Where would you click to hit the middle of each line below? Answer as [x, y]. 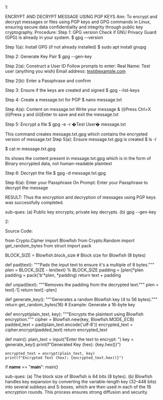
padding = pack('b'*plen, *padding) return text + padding [63, 275]
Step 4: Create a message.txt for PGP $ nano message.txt [63, 100]
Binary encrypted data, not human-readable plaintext [58, 163]
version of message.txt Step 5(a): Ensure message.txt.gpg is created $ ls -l [81, 139]
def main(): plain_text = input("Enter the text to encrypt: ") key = [70, 339]
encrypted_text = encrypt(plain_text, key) [50, 353]
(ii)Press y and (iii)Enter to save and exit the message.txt [62, 114]
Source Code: [19, 231]
